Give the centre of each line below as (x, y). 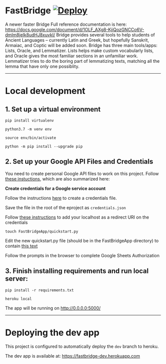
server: (17, 279)
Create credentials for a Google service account (56, 188)
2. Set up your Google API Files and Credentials (79, 161)
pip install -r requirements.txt (40, 290)
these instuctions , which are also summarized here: (58, 179)
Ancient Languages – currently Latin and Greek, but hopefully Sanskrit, (77, 40)
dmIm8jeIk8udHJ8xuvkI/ (30, 35)
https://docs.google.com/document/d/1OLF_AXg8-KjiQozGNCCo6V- (75, 29)
